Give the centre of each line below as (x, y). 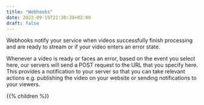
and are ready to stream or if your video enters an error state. (83, 47)
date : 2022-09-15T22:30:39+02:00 (49, 18)
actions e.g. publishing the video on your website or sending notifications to (101, 78)
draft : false (23, 23)
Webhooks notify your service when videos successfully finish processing (100, 41)
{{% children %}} (28, 96)
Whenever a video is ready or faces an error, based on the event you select (101, 59)
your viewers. (23, 84)
